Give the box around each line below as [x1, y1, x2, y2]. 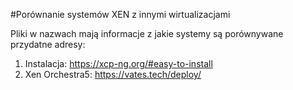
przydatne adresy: [10, 39, 86, 50]
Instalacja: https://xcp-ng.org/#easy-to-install [24, 58, 213, 69]
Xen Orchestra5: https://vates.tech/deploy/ [24, 69, 202, 80]
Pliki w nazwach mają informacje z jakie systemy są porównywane [10, 28, 284, 39]
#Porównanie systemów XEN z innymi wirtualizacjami [10, 9, 231, 20]
